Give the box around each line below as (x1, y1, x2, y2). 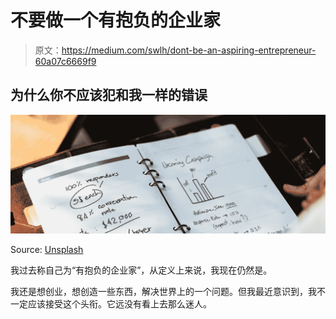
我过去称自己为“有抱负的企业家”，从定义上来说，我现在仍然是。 (10, 264, 273, 276)
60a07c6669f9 (34, 55, 97, 67)
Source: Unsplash (10, 244, 84, 256)
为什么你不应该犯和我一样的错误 (10, 87, 208, 104)
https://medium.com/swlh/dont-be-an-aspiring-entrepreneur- (61, 44, 317, 56)
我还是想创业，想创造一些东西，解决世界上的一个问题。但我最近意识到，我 (10, 286, 317, 298)
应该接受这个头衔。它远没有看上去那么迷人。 (27, 298, 212, 310)
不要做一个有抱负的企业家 (10, 9, 222, 32)
